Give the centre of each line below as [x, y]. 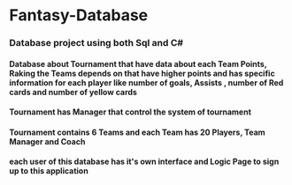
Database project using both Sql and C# [96, 43]
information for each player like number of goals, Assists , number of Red [146, 82]
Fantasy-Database [79, 15]
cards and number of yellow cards [73, 92]
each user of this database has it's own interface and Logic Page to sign [144, 162]
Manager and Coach [47, 141]
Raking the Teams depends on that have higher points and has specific [142, 73]
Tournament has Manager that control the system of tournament [131, 112]
